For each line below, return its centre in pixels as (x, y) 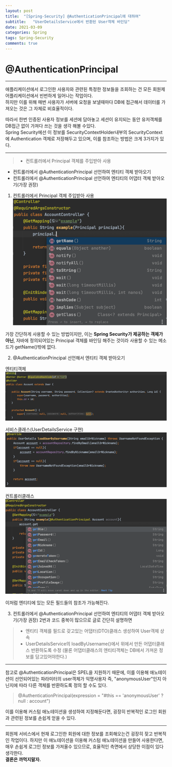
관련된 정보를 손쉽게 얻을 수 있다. (43, 718)
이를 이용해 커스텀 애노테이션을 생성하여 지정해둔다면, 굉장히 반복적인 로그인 (81, 711)
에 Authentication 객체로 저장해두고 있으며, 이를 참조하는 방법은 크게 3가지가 (82, 138)
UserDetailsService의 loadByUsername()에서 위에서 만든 (84, 644)
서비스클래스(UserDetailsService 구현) (44, 430)
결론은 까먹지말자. (23, 759)
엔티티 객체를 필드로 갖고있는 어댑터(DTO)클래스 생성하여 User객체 (92, 631)
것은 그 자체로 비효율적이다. (46, 108)
